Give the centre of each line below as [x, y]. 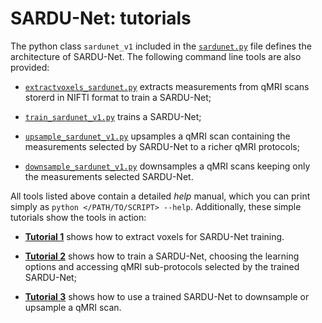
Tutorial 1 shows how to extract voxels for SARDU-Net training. [154, 236]
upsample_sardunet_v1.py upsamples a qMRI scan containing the [157, 136]
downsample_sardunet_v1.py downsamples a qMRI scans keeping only [167, 166]
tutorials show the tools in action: [78, 217]
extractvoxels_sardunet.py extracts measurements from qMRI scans [167, 86]
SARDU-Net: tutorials [101, 18]
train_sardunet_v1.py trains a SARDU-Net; [113, 116]
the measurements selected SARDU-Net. [109, 176]
